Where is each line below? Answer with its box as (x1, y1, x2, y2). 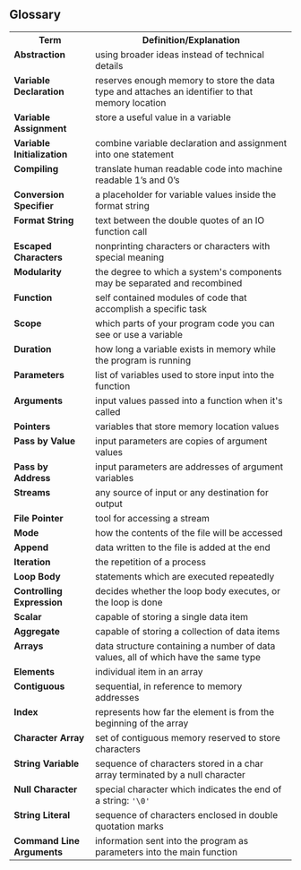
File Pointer (13, 512, 64, 524)
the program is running (95, 354, 191, 366)
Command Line (13, 834, 81, 847)
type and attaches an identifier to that (95, 85, 254, 98)
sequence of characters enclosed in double (95, 808, 279, 821)
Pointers (13, 420, 51, 433)
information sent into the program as (95, 834, 249, 847)
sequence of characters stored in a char (95, 757, 264, 770)
